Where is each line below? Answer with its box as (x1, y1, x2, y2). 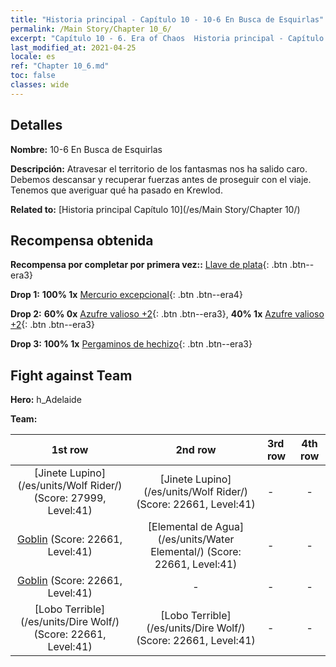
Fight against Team (10, 367, 133, 384)
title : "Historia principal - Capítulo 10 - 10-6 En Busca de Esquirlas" (10, 14, 325, 25)
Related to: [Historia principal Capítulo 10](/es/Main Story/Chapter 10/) (10, 203, 301, 215)
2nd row (175, 443, 217, 457)
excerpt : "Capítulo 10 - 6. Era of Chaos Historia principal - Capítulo (10, 33, 325, 43)
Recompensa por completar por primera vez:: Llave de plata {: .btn (10, 259, 288, 271)
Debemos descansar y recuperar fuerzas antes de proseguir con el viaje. (10, 173, 312, 185)
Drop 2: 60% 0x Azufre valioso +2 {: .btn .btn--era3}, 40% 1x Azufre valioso (10, 308, 325, 320)
